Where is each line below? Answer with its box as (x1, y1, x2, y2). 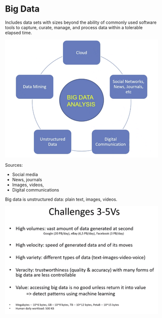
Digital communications (12, 187, 59, 193)
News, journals (12, 177, 42, 183)
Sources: (5, 162, 23, 168)
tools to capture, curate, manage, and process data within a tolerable (5, 24, 143, 30)
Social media (12, 172, 38, 177)
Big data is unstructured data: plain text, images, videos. (5, 196, 117, 202)
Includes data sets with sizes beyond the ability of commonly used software (5, 19, 157, 25)
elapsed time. (5, 30, 32, 35)
